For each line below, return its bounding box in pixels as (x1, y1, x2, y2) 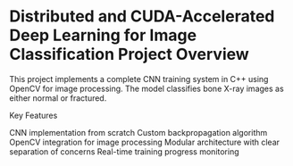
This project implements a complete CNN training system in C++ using (9, 73, 269, 84)
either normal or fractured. (9, 92, 107, 104)
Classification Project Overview (9, 45, 250, 64)
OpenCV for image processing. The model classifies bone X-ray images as (9, 83, 284, 94)
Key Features (9, 110, 58, 120)
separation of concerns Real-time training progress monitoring (9, 145, 239, 157)
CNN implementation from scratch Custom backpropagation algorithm (9, 127, 268, 137)
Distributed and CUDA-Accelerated (9, 6, 275, 27)
